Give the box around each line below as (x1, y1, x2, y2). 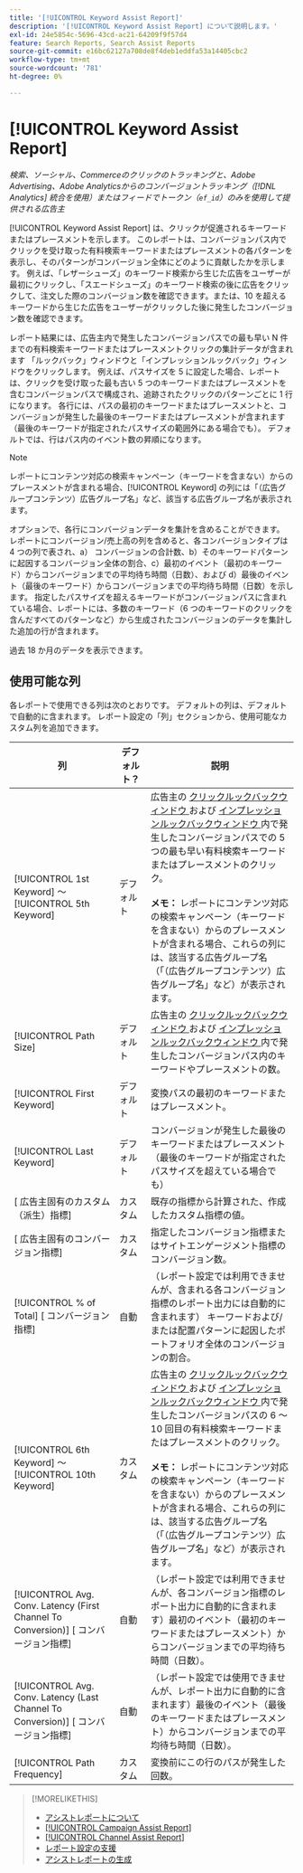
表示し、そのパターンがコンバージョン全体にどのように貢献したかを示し (9, 256, 278, 267)
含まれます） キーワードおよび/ (150, 1310, 283, 1323)
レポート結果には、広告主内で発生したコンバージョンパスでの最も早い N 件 (9, 332, 289, 343)
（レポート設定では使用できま (150, 1670, 278, 1683)
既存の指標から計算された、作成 (150, 1195, 287, 1207)
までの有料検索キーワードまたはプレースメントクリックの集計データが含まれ (9, 343, 294, 354)
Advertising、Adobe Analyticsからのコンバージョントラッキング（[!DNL (9, 180, 277, 191)
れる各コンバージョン (195, 1283, 286, 1296)
